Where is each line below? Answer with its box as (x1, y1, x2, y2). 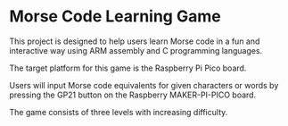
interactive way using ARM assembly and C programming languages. (9, 45, 263, 55)
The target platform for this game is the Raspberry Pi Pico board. (9, 63, 247, 73)
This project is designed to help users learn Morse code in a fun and (9, 36, 260, 46)
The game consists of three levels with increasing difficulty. (9, 106, 228, 117)
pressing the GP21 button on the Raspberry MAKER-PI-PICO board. (9, 89, 257, 100)
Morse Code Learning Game (9, 6, 221, 27)
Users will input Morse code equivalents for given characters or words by (9, 80, 279, 90)
